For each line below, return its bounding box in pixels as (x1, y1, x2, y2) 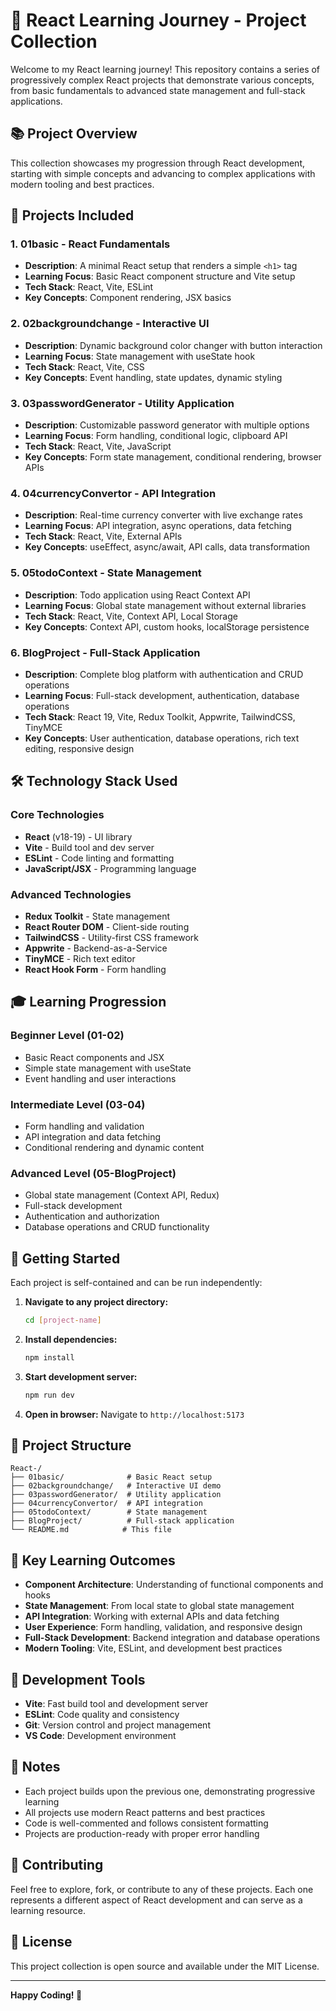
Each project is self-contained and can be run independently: (10, 1277, 263, 1288)
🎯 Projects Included (10, 207, 135, 224)
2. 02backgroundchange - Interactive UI (10, 317, 210, 331)
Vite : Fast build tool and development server (24, 1698, 209, 1710)
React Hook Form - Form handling (24, 963, 167, 975)
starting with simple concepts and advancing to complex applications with (10, 167, 316, 179)
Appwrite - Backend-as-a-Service (24, 942, 168, 954)
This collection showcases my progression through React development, (10, 157, 305, 169)
